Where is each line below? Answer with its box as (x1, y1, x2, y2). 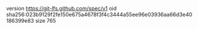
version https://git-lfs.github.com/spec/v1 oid (6, 5, 117, 12)
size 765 (35, 17, 56, 24)
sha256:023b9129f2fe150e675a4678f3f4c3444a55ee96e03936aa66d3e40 (6, 11, 193, 18)
